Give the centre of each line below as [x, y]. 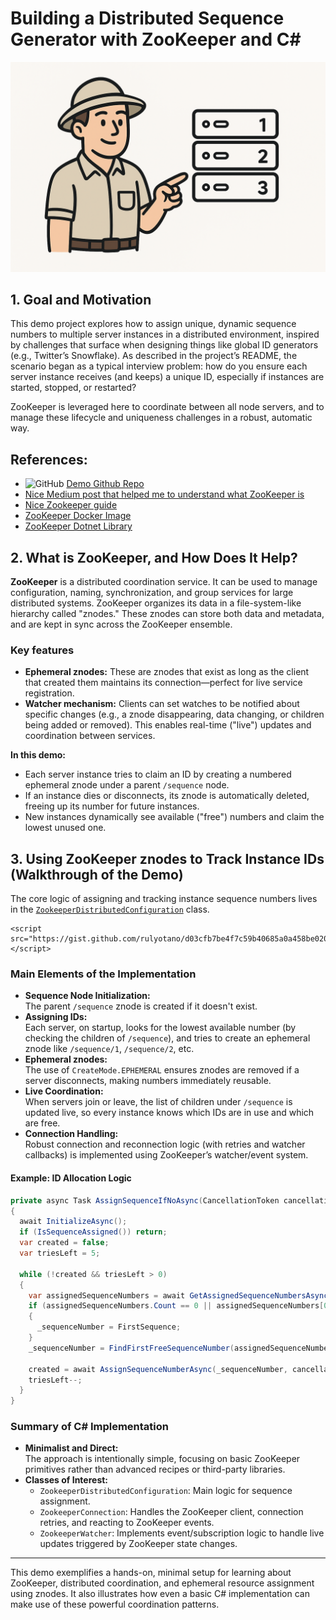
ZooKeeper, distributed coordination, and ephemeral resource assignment [162, 1583]
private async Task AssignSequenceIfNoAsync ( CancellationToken [145, 1200]
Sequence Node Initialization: [87, 996]
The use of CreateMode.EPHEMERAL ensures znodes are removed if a [162, 1070]
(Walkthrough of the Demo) [97, 874]
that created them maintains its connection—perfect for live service [163, 683]
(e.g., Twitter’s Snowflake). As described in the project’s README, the [154, 356]
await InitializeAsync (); [73, 1222]
